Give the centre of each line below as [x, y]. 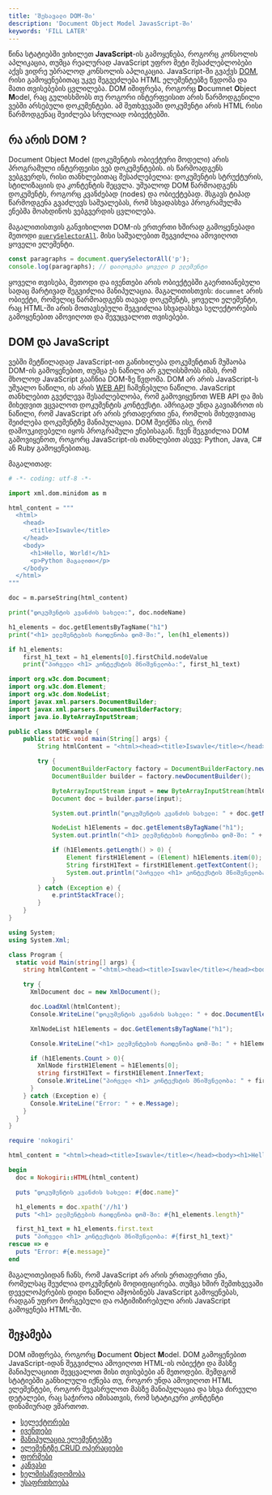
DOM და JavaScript [59, 342]
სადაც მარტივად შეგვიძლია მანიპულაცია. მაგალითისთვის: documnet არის [136, 291]
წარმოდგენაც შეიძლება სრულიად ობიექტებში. [89, 114]
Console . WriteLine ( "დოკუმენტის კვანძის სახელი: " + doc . [128, 1014]
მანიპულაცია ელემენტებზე [66, 1439]
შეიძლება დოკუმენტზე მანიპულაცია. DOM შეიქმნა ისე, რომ [110, 422]
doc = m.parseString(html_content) [68, 598]
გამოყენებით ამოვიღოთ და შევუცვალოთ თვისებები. [99, 317]
